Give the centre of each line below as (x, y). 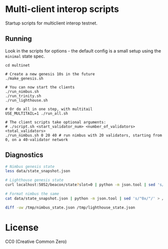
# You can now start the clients (40, 87)
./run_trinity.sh (23, 96)
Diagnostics (24, 155)
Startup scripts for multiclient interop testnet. (51, 23)
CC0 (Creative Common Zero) (36, 241)
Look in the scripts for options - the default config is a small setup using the (83, 50)
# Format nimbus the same (32, 194)
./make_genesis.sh (24, 78)
